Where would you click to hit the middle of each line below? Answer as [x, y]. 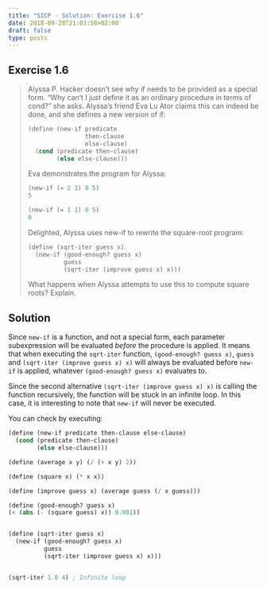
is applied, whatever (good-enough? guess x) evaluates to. [112, 371]
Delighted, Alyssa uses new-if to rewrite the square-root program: [135, 232]
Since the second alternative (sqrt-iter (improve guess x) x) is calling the [133, 386]
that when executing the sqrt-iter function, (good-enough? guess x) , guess [131, 354]
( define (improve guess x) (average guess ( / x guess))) [104, 491]
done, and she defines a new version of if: [97, 114]
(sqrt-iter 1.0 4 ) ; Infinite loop [67, 577]
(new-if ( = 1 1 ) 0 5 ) [64, 210]
